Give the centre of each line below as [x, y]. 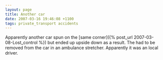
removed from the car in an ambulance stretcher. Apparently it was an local [82, 48]
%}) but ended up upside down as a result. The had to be [97, 43]
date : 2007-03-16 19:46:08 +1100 [40, 19]
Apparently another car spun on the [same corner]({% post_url [69, 37]
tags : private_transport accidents [42, 23]
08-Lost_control [21, 43]
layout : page [19, 10]
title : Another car [25, 14]
